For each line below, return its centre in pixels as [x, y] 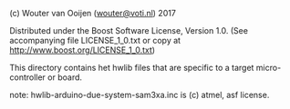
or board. [65, 77]
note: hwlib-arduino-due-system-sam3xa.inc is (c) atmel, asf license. [140, 95]
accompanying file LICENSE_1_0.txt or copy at [95, 40]
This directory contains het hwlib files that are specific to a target [132, 68]
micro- [269, 68]
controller [27, 77]
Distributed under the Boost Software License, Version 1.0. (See [129, 30]
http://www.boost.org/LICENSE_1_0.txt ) [83, 50]
